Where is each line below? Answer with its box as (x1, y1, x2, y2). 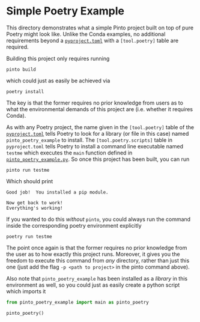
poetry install (6, 88, 44, 94)
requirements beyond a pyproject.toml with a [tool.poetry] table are (6, 37, 179, 44)
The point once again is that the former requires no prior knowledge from (6, 244, 187, 251)
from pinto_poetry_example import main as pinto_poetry (6, 299, 149, 305)
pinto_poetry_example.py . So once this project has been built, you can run (6, 155, 190, 163)
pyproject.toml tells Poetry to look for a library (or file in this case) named (6, 130, 189, 137)
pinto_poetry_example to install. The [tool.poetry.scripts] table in (6, 136, 173, 144)
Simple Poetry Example (6, 4, 125, 18)
